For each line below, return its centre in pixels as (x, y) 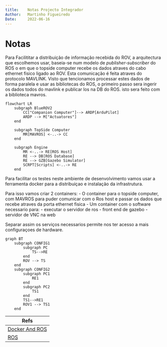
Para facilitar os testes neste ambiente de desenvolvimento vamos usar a (80, 179)
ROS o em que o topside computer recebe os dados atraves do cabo (76, 68)
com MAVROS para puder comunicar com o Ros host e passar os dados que (83, 199)
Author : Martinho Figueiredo (38, 14)
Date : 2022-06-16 (28, 19)
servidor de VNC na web (30, 215)
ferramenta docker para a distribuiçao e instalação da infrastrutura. (74, 184)
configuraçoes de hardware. (34, 230)
